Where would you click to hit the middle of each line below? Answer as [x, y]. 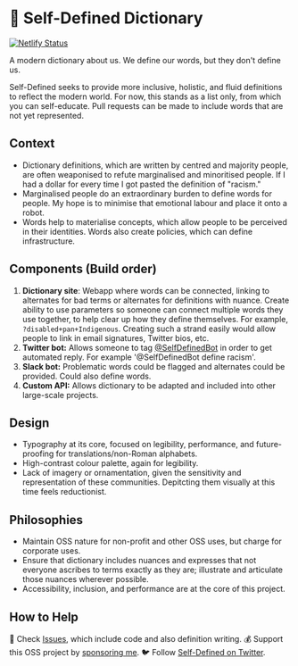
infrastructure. [49, 241]
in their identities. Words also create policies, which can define [137, 231]
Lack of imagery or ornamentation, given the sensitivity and [132, 473]
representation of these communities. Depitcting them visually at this [149, 482]
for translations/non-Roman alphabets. [127, 454]
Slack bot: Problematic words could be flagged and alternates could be [153, 366]
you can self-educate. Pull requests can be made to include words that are [146, 105]
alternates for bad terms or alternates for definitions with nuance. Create [156, 300]
